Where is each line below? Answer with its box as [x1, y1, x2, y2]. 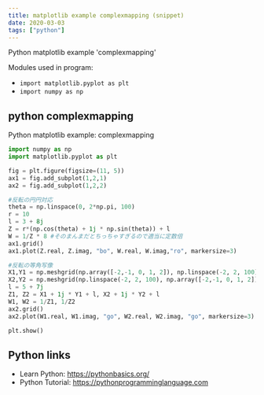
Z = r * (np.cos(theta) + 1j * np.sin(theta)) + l [8, 225, 170, 233]
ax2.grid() [8, 305, 44, 313]
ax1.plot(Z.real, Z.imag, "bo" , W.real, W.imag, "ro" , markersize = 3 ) [8, 247, 237, 255]
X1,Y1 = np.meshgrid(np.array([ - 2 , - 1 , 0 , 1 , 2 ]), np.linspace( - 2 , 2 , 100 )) [8, 268, 262, 276]
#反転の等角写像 [8, 261, 53, 269]
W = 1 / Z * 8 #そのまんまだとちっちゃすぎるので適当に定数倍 [8, 232, 183, 240]
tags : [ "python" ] [8, 26, 65, 34]
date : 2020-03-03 [8, 19, 65, 27]
